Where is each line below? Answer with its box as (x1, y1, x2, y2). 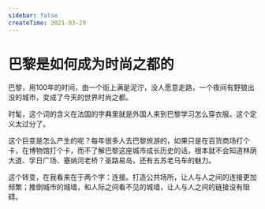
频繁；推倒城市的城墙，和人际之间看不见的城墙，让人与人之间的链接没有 (8, 182, 243, 192)
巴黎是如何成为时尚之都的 (8, 55, 175, 73)
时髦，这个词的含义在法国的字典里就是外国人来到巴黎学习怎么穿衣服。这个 (8, 110, 250, 119)
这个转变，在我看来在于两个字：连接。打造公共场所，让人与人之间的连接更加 (8, 173, 257, 182)
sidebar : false (8, 11, 58, 20)
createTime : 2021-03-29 (8, 19, 87, 27)
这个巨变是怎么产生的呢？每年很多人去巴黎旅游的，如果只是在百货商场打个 (8, 136, 250, 146)
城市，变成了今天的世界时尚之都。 (21, 92, 132, 103)
